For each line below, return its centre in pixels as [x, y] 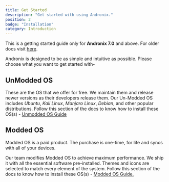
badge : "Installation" [29, 24]
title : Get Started [26, 10]
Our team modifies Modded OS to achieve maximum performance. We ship [84, 158]
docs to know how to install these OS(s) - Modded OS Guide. [70, 174]
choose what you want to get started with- [50, 64]
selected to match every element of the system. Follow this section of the [83, 168]
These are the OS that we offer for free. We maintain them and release [79, 92]
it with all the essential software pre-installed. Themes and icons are [77, 163]
